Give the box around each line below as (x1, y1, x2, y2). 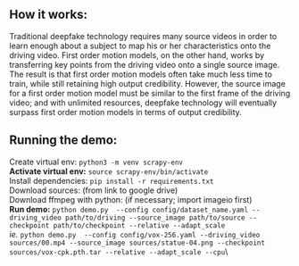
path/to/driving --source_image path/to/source (65, 213, 245, 222)
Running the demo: (9, 133, 118, 148)
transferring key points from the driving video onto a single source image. (9, 59, 280, 70)
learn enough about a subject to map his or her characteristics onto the (9, 40, 271, 51)
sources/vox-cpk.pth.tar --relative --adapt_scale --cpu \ (9, 245, 228, 257)
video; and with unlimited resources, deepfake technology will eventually (9, 97, 278, 108)
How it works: (9, 7, 87, 22)
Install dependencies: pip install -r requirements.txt (9, 175, 214, 186)
